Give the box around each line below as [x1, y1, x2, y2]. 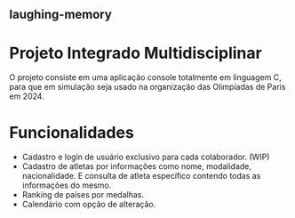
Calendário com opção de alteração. [21, 199, 156, 210]
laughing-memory [9, 7, 113, 22]
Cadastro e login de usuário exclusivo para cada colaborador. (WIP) [21, 151, 270, 163]
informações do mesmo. [21, 180, 112, 190]
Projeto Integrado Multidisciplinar [9, 43, 262, 63]
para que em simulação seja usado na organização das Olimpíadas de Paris [9, 82, 286, 93]
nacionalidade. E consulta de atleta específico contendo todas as [21, 171, 261, 182]
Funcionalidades [9, 122, 135, 142]
